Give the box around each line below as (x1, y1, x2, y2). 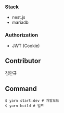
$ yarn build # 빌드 (5, 103, 44, 109)
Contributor (5, 57, 41, 65)
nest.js (12, 15, 26, 20)
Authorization (5, 32, 38, 38)
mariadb (12, 19, 29, 25)
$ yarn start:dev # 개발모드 (5, 98, 59, 103)
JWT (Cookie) (12, 43, 40, 48)
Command (5, 84, 37, 93)
